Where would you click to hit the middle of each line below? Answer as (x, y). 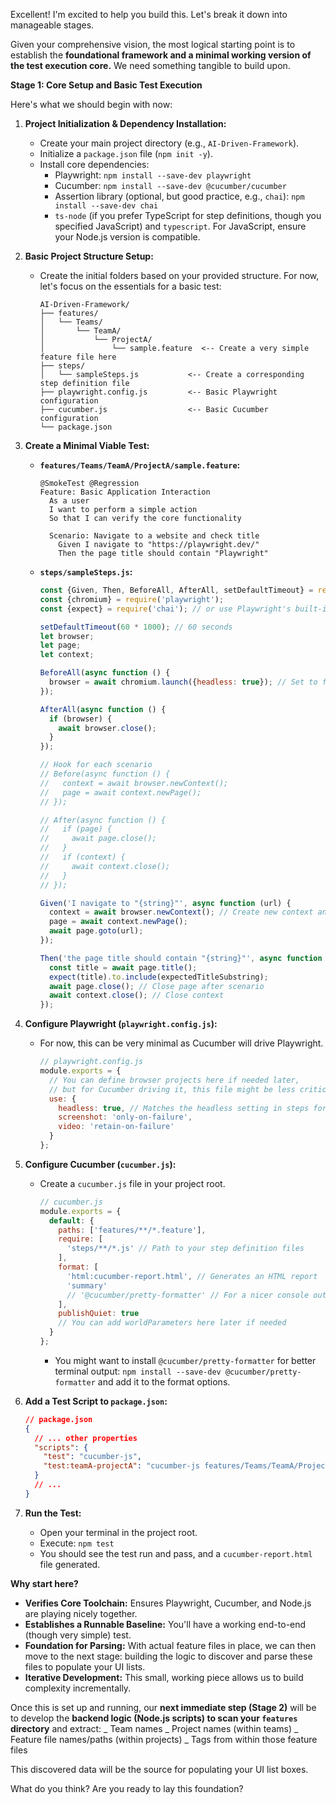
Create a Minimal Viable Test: (87, 445)
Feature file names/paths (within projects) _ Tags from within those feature (164, 1739)
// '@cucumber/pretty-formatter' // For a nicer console (188, 1295)
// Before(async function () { (105, 774)
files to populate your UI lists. (85, 1666)
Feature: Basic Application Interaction (125, 492)
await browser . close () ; (107, 728)
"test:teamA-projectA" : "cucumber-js (122, 1466)
